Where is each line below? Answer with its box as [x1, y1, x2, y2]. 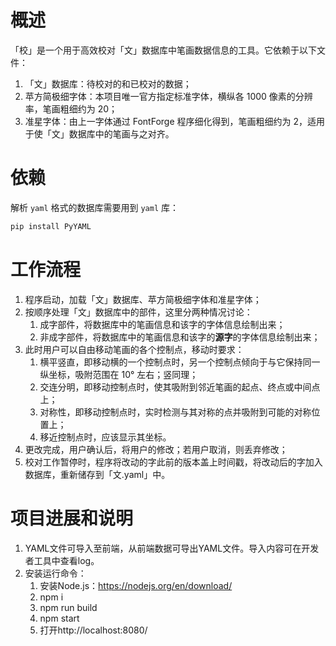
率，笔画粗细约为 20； [24, 102, 118, 115]
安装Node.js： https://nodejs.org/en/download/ [39, 579, 233, 591]
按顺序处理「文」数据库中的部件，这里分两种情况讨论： [24, 306, 253, 318]
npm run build [39, 601, 98, 613]
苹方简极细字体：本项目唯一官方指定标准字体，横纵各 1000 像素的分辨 [24, 90, 313, 102]
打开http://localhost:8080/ [39, 624, 148, 636]
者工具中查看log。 [24, 554, 100, 566]
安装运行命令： [24, 567, 87, 579]
